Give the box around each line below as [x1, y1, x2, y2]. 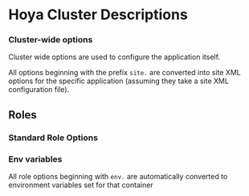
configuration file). [8, 85, 70, 94]
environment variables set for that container [8, 180, 154, 190]
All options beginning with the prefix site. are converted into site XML [8, 68, 241, 78]
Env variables [8, 154, 63, 165]
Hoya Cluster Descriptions [8, 6, 189, 24]
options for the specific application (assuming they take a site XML [8, 76, 229, 86]
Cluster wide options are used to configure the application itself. [8, 52, 221, 62]
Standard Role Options [8, 132, 99, 143]
